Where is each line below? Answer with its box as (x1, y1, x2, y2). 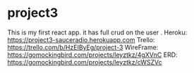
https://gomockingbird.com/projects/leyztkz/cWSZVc (7, 58, 162, 66)
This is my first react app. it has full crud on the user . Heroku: (7, 28, 188, 36)
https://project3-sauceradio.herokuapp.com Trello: (7, 35, 155, 44)
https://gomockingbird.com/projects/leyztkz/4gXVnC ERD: (7, 51, 178, 59)
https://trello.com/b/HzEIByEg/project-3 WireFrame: (7, 43, 159, 51)
